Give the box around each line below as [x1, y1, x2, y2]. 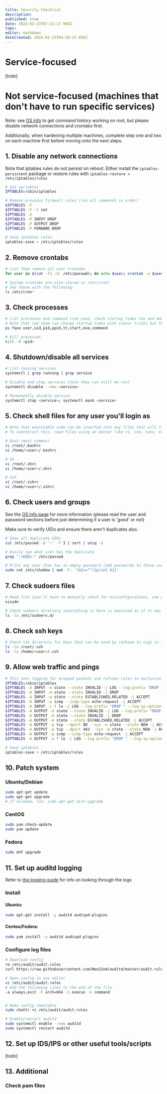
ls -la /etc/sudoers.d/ [5, 613, 55, 618]
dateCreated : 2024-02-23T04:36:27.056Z [5, 35, 88, 40]
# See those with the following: [5, 285, 75, 290]
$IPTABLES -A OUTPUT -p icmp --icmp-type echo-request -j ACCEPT [5, 732, 143, 737]
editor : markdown [5, 30, 41, 35]
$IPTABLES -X [5, 212, 32, 217]
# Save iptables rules [5, 235, 52, 240]
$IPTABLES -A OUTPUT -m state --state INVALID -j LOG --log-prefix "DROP [5, 708, 162, 713]
